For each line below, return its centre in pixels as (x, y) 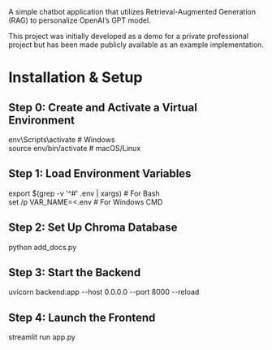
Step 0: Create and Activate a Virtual (103, 108)
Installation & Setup (76, 78)
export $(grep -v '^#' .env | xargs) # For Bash (84, 193)
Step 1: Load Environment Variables (100, 174)
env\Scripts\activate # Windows (62, 140)
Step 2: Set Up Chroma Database (93, 228)
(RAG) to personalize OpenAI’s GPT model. (80, 20)
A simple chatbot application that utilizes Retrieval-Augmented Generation (132, 12)
